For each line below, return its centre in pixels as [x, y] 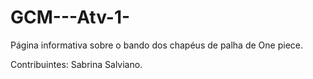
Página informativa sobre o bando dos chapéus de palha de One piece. [156, 45]
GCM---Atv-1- [70, 17]
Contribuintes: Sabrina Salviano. [76, 64]
